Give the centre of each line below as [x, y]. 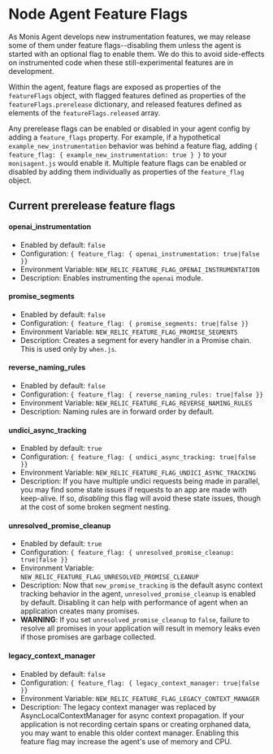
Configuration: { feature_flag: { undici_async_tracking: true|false [138, 457]
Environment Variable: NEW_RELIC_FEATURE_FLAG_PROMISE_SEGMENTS [129, 331]
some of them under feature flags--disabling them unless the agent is [125, 45]
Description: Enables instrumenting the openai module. [112, 278]
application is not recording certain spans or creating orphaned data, [135, 724]
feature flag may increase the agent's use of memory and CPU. [126, 741]
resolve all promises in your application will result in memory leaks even [140, 628]
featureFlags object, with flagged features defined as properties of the [127, 95]
